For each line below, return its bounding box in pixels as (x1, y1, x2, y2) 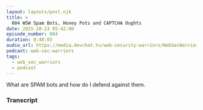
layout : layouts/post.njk (6, 8, 71, 15)
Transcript (6, 96, 38, 105)
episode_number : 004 (6, 31, 59, 37)
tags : (6, 53, 20, 60)
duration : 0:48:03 (6, 37, 53, 43)
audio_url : (6, 43, 34, 49)
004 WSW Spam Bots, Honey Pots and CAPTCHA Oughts (11, 20, 142, 26)
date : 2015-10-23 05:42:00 (6, 25, 74, 32)
